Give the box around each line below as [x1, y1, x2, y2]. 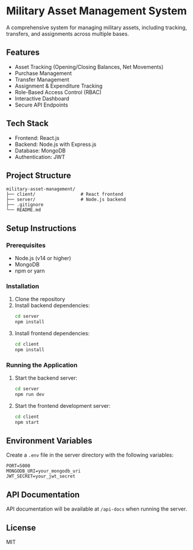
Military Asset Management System [6, 4, 187, 18]
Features [6, 48, 40, 58]
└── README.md [6, 207, 42, 213]
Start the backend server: [14, 374, 78, 382]
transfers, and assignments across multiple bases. [6, 30, 129, 37]
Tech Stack [6, 118, 49, 129]
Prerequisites [6, 241, 46, 249]
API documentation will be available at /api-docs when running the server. [6, 505, 187, 512]
